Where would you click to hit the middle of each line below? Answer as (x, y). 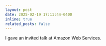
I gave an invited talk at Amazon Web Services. (53, 38)
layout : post (19, 10)
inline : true (19, 19)
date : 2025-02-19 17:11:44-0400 (39, 14)
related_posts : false (28, 24)
